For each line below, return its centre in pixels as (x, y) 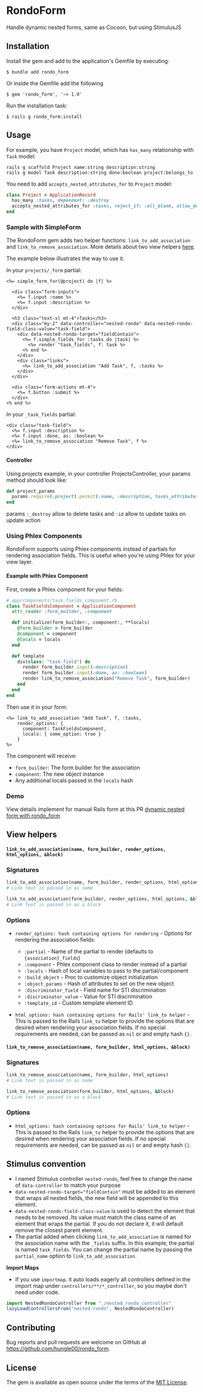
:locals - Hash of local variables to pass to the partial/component (106, 971)
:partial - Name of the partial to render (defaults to (89, 951)
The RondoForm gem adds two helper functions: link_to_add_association (98, 240)
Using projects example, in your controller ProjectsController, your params (98, 473)
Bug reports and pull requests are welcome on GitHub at (76, 1342)
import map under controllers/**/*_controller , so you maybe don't (101, 1285)
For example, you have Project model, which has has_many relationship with (100, 149)
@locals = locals (39, 639)
